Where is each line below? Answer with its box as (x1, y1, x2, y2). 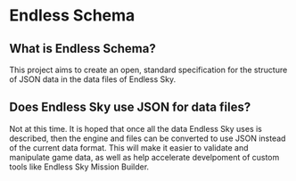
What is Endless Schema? (9, 41, 156, 56)
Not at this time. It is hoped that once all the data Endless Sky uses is (9, 123, 263, 134)
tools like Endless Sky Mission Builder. (9, 161, 150, 172)
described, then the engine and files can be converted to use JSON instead (9, 133, 286, 144)
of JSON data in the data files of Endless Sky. (9, 74, 177, 85)
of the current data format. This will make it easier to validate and (9, 142, 249, 152)
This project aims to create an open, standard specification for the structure (9, 64, 288, 75)
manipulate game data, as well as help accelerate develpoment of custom (9, 152, 280, 162)
